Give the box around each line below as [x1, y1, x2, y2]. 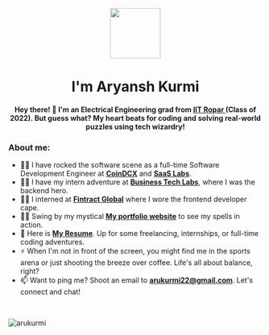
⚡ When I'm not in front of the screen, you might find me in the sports [19, 246, 251, 256]
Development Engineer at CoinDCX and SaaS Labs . [19, 169, 192, 179]
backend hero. [19, 186, 68, 196]
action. [19, 220, 43, 230]
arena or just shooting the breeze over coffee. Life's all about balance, [19, 258, 253, 267]
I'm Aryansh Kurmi [71, 77, 200, 96]
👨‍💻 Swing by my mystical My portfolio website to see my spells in [19, 212, 240, 221]
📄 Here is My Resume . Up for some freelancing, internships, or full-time [19, 229, 259, 238]
